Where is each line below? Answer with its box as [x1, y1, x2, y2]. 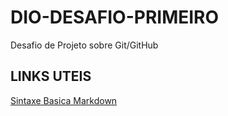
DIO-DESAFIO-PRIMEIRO [10, 6, 220, 29]
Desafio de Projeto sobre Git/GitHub [10, 39, 159, 51]
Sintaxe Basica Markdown [10, 94, 118, 106]
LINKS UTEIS [10, 68, 92, 85]
